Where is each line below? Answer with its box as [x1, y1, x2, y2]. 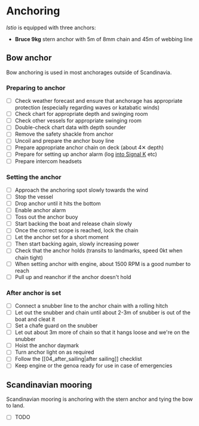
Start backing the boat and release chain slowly [14, 220, 133, 228]
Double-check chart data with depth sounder [14, 124, 127, 131]
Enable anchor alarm [14, 207, 66, 214]
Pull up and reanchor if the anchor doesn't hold [14, 273, 131, 280]
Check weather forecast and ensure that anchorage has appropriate [14, 97, 183, 105]
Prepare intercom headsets [14, 157, 82, 165]
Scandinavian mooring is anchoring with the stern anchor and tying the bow [6, 396, 193, 403]
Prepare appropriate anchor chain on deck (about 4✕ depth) [14, 144, 164, 151]
